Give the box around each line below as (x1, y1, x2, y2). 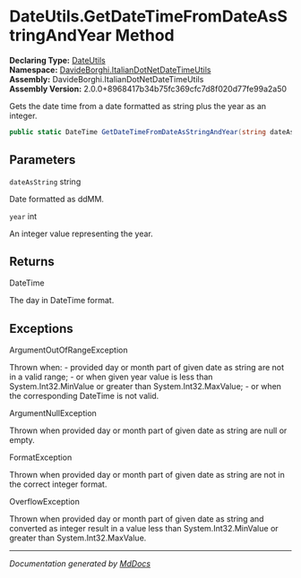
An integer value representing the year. (9, 228, 154, 239)
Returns (9, 254, 56, 269)
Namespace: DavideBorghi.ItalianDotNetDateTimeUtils (9, 64, 211, 75)
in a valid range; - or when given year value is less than (9, 371, 213, 382)
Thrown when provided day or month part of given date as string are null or (9, 425, 288, 436)
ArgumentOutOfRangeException (9, 344, 128, 355)
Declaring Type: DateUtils (9, 55, 106, 65)
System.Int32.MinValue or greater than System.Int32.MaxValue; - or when (9, 381, 282, 392)
